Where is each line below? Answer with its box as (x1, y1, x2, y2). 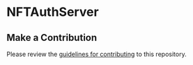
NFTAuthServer (6, 4, 99, 20)
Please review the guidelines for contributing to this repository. (6, 50, 187, 58)
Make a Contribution (6, 32, 98, 44)
